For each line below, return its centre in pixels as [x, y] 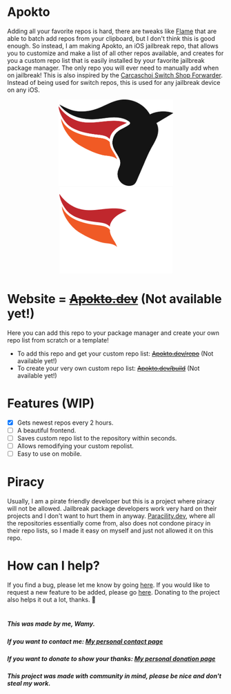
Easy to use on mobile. [49, 454]
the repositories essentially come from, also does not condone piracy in [109, 523]
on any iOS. [23, 90]
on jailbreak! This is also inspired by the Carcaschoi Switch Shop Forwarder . [115, 75]
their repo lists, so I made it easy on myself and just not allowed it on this [110, 531]
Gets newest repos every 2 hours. [65, 423]
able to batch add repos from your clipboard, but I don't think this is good [111, 38]
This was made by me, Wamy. [51, 624]
